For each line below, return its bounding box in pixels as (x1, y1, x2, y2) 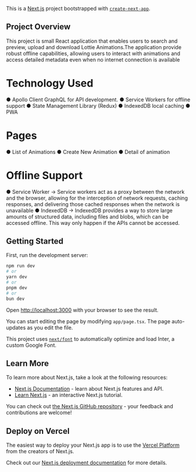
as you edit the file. (27, 324, 73, 331)
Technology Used (6, 77, 94, 90)
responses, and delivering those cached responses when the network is (6, 200, 180, 207)
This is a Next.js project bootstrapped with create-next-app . (6, 5, 151, 12)
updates (6, 324, 26, 331)
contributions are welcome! (6, 409, 72, 416)
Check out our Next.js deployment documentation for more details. (6, 459, 167, 466)
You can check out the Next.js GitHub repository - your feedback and (6, 403, 174, 410)
